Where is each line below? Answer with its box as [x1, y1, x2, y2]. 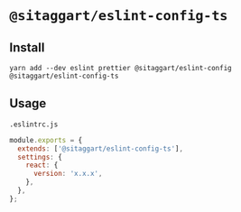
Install [9, 40, 45, 55]
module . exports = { [9, 135, 83, 144]
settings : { [17, 152, 63, 161]
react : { [25, 161, 59, 170]
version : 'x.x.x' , [32, 170, 103, 179]
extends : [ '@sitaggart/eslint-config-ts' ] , [17, 143, 183, 153]
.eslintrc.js [9, 120, 59, 129]
